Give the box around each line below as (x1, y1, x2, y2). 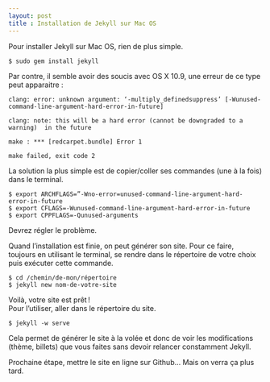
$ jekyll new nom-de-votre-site (8, 280, 117, 289)
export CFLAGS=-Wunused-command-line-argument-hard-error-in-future (15, 204, 251, 212)
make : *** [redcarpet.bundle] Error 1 (8, 138, 143, 146)
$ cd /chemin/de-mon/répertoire (8, 273, 117, 282)
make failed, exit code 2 (8, 152, 95, 160)
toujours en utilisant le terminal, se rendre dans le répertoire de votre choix (8, 249, 256, 259)
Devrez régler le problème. (8, 225, 98, 235)
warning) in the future (8, 123, 92, 131)
